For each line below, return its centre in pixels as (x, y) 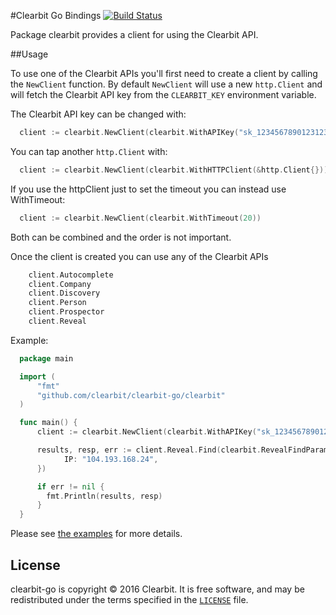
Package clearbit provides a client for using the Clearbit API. (134, 34)
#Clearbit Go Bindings (56, 15)
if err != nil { (70, 486)
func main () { (48, 423)
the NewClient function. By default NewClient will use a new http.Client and (166, 84)
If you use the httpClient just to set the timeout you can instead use (148, 189)
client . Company (60, 284)
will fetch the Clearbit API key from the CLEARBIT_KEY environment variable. (163, 94)
